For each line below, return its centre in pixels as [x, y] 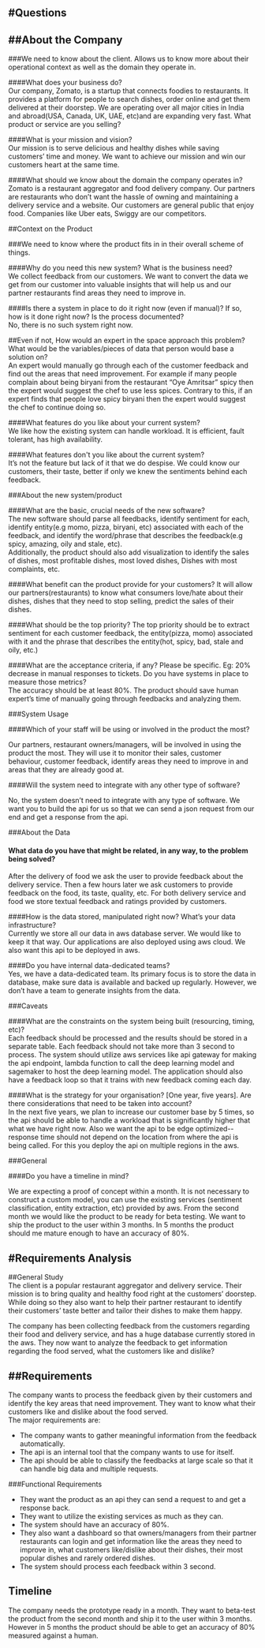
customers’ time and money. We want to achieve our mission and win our [127, 156]
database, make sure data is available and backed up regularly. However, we [132, 982]
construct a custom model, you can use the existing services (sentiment [125, 1200]
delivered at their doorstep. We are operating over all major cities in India [126, 108]
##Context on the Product [50, 229]
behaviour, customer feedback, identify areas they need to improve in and [128, 761]
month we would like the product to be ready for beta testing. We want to [127, 1216]
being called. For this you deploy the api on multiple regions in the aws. [124, 1145]
